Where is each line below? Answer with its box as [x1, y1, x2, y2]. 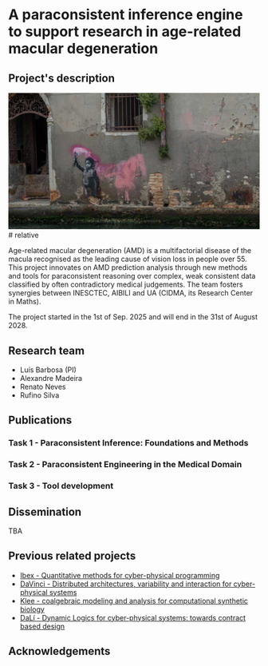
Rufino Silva [19, 390, 60, 400]
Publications [8, 414, 73, 427]
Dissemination [8, 505, 82, 518]
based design [19, 621, 65, 631]
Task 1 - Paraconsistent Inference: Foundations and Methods [8, 438, 249, 449]
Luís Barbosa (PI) [19, 365, 77, 375]
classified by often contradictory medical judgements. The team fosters [8, 279, 243, 289]
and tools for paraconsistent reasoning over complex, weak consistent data [8, 272, 256, 281]
